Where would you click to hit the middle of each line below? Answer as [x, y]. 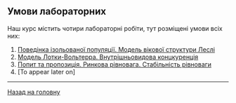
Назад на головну [34, 92]
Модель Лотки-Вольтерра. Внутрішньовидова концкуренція [108, 57]
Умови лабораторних [57, 12]
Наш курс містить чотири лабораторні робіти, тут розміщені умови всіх [115, 28]
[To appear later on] [46, 71]
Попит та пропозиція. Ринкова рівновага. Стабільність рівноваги [114, 64]
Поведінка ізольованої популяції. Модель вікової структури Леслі [116, 49]
